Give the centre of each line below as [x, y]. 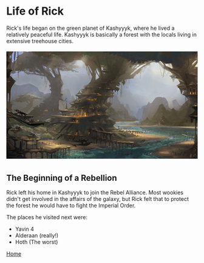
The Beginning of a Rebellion [62, 178]
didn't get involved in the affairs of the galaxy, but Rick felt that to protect [98, 199]
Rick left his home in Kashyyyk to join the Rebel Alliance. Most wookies [95, 192]
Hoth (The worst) [36, 242]
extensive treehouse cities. [40, 41]
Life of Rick [35, 11]
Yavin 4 [25, 229]
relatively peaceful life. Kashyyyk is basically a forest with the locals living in [102, 34]
